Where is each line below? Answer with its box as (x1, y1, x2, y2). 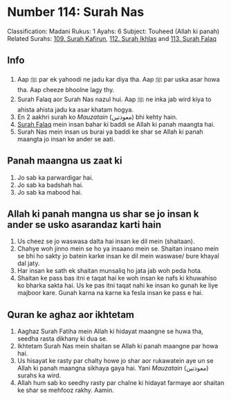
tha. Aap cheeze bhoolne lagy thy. (17, 85, 115, 93)
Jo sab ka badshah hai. (17, 181, 84, 189)
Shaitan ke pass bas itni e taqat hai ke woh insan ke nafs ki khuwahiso (17, 274, 217, 283)
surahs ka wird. (17, 371, 62, 380)
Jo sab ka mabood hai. (17, 188, 82, 196)
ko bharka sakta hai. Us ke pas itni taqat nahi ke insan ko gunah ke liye (17, 281, 219, 289)
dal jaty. (17, 259, 40, 267)
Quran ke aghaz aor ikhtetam (7, 309, 135, 321)
